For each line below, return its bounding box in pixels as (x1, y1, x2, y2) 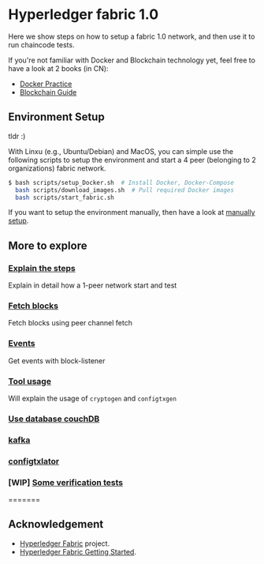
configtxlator (8, 456, 60, 467)
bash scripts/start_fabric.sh (15, 194, 114, 201)
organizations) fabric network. (8, 164, 106, 173)
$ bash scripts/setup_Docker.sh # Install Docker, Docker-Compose (8, 179, 235, 186)
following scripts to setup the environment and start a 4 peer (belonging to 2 (8, 155, 256, 164)
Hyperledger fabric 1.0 (8, 6, 159, 24)
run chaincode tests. (8, 39, 75, 49)
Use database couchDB (8, 413, 100, 424)
